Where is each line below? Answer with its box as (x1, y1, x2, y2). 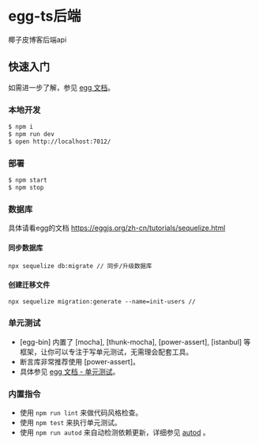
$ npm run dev (8, 130, 55, 138)
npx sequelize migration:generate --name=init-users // (8, 298, 196, 306)
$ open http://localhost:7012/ (8, 138, 111, 145)
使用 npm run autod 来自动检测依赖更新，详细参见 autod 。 (19, 428, 211, 437)
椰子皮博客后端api (8, 35, 67, 44)
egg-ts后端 (8, 7, 81, 25)
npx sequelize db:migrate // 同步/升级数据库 (8, 262, 152, 270)
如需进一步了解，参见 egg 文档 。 (8, 82, 115, 92)
